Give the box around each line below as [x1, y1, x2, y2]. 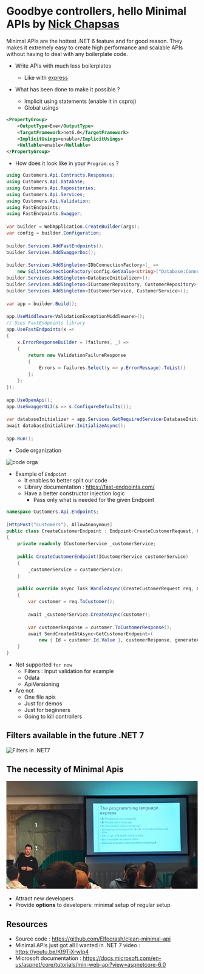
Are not [15, 687, 34, 694]
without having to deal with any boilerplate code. [6, 50, 129, 57]
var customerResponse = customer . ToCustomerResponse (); [28, 624, 172, 630]
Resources [6, 919, 48, 930]
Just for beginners [24, 707, 71, 714]
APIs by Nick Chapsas [6, 17, 120, 31]
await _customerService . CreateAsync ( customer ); [28, 611, 151, 618]
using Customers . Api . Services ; [6, 191, 86, 197]
